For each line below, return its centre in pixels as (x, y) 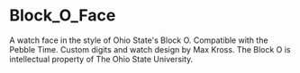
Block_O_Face (63, 16)
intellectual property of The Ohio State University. (101, 59)
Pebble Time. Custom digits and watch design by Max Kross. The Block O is (150, 49)
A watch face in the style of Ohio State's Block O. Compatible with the (139, 40)
